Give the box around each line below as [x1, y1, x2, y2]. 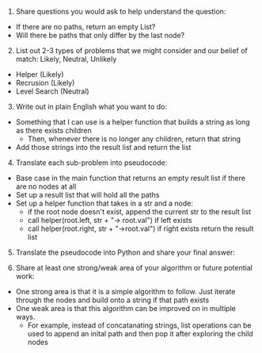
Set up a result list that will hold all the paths [15, 190, 160, 199]
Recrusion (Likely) [15, 79, 75, 87]
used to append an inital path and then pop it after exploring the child [27, 329, 253, 338]
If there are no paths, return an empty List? [15, 22, 156, 31]
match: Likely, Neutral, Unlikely [15, 55, 117, 63]
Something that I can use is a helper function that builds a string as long [15, 117, 251, 126]
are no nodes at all [15, 182, 77, 191]
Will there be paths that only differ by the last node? [15, 31, 184, 40]
